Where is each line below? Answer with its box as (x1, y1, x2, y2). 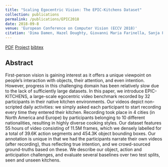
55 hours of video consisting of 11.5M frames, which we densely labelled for (5, 125, 161, 131)
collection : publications (5, 12, 59, 17)
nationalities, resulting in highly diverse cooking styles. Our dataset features (5, 119, 161, 125)
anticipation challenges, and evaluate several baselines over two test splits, (5, 151, 160, 157)
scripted (5, 103, 22, 110)
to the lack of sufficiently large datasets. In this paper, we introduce (5, 88, 144, 94)
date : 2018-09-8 (5, 21, 39, 26)
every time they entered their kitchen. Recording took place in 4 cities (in (5, 109, 155, 115)
